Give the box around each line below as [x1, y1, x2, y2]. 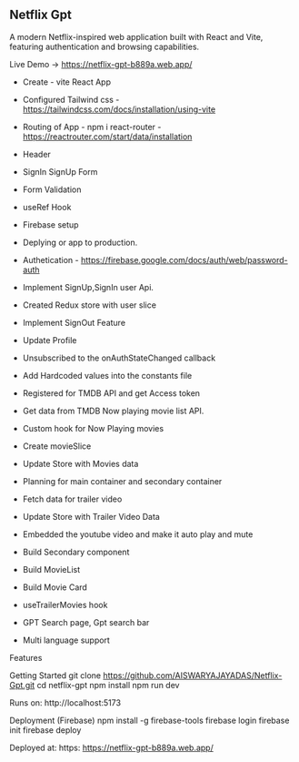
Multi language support [22, 635, 111, 645]
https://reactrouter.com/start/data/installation [22, 131, 193, 142]
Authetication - [22, 254, 79, 265]
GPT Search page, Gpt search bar [22, 616, 150, 627]
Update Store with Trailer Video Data [22, 511, 161, 522]
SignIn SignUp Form [22, 166, 98, 177]
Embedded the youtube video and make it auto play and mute [22, 528, 254, 540]
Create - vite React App [22, 76, 112, 87]
